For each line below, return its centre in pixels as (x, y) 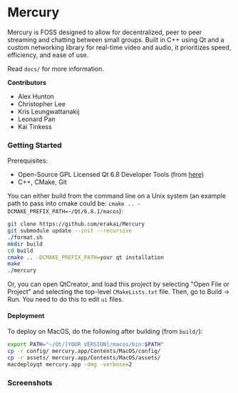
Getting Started (35, 145)
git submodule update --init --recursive (70, 231)
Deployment (26, 315)
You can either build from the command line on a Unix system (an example (117, 196)
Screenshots (30, 382)
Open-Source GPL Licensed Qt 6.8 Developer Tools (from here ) (111, 175)
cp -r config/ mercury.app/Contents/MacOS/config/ (84, 351)
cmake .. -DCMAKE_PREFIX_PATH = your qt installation (86, 257)
